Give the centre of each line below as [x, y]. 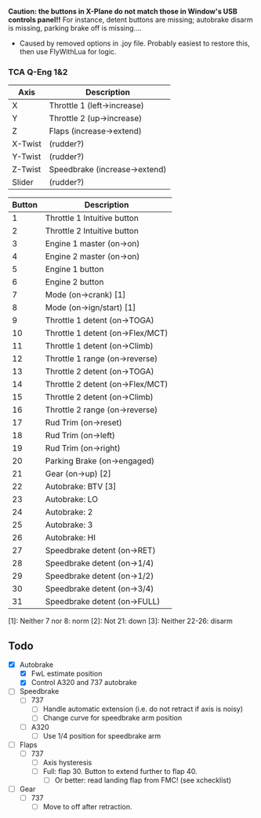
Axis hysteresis [67, 762]
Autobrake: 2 [69, 512]
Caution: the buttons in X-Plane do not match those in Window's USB [123, 11]
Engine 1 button [74, 269]
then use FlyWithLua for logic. [68, 52]
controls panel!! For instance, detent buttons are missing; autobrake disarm [130, 20]
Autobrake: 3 [69, 525]
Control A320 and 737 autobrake [84, 683]
